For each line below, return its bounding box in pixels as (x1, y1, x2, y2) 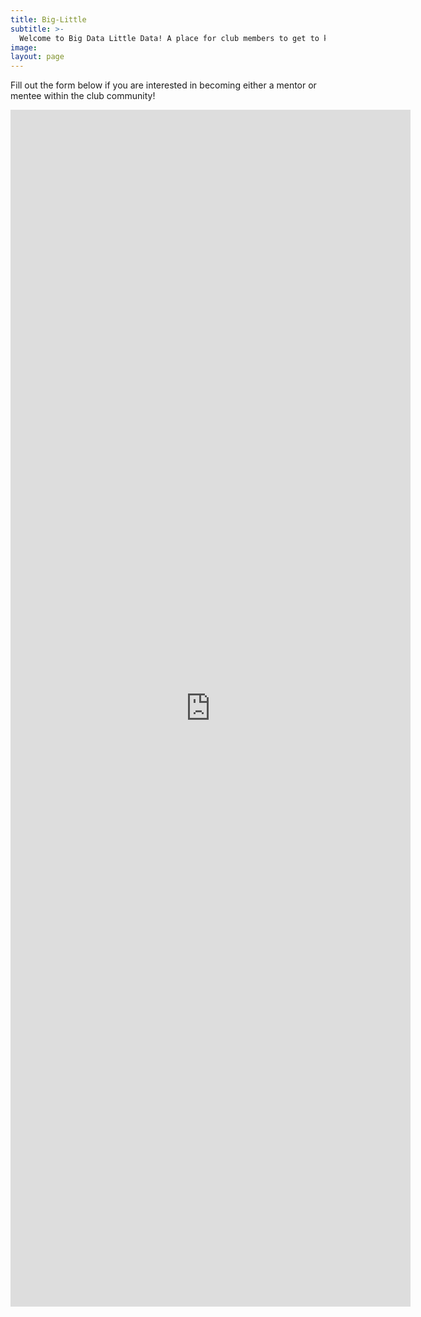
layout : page (10, 52, 65, 62)
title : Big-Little (10, 14, 87, 25)
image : (10, 42, 38, 53)
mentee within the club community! (10, 90, 156, 102)
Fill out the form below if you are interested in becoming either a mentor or (10, 79, 317, 91)
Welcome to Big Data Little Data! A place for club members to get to (19, 33, 320, 43)
